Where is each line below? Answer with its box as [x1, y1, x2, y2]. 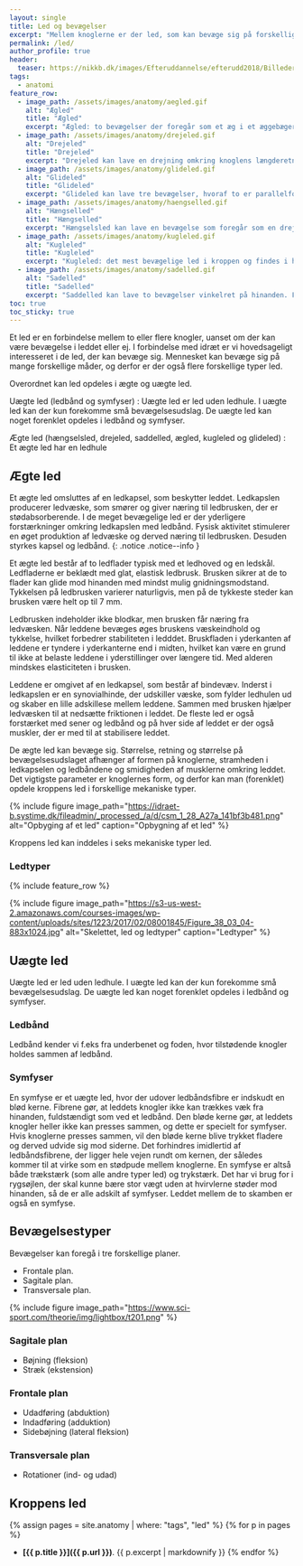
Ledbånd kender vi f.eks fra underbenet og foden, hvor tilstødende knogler [9, 1039, 288, 1050]
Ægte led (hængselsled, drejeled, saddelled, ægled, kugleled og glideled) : [9, 433, 286, 444]
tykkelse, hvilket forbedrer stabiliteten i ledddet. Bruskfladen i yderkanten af [9, 633, 291, 644]
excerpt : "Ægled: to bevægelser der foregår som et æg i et [25, 123, 256, 132]
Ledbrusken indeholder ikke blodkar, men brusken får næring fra [9, 614, 250, 624]
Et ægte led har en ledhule [9, 442, 107, 453]
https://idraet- [127, 801, 180, 811]
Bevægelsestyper [9, 1224, 112, 1239]
